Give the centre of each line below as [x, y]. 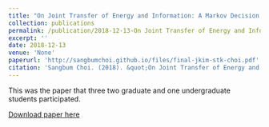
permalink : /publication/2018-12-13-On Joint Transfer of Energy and [127, 30]
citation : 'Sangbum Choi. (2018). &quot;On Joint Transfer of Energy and [134, 68]
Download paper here [44, 114]
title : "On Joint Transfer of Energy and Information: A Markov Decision [134, 16]
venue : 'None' [32, 53]
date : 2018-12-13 [37, 46]
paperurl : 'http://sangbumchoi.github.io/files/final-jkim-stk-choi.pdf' [134, 61]
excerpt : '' [28, 38]
